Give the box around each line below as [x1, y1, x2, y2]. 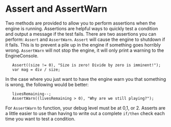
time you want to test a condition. [5, 116, 76, 122]
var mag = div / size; [12, 67, 60, 72]
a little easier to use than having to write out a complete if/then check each [5, 110, 165, 116]
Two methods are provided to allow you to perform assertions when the [5, 20, 156, 26]
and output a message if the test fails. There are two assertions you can [5, 31, 157, 37]
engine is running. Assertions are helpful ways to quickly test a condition [5, 25, 158, 31]
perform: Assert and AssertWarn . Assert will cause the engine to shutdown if [5, 36, 165, 43]
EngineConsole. [5, 52, 39, 59]
